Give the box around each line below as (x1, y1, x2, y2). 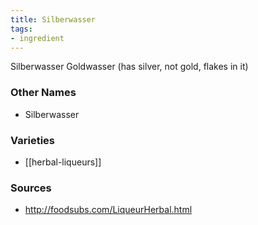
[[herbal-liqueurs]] (24, 156, 102, 168)
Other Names (10, 86, 77, 100)
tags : (10, 24, 33, 34)
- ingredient (10, 33, 65, 43)
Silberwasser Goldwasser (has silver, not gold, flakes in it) (10, 61, 249, 73)
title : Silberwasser (10, 14, 97, 25)
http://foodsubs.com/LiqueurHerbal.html (24, 204, 193, 216)
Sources (10, 181, 52, 195)
